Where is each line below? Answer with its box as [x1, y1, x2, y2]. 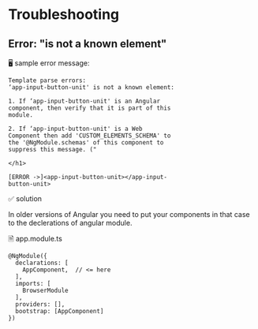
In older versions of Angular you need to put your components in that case [8, 210, 250, 219]
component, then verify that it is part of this [8, 104, 171, 112]
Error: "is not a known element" [8, 37, 167, 50]
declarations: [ [15, 259, 69, 267]
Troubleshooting [8, 6, 120, 24]
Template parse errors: [8, 77, 87, 84]
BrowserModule [22, 286, 69, 294]
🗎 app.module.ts [8, 234, 63, 243]
